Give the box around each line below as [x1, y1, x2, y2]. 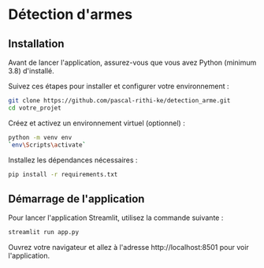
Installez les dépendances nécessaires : [8, 155, 138, 165]
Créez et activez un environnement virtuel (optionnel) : [8, 118, 185, 128]
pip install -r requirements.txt [8, 170, 118, 178]
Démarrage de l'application [8, 192, 145, 206]
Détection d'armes [8, 6, 133, 24]
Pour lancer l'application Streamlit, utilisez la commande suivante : [8, 213, 224, 222]
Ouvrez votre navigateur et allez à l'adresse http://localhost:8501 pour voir [8, 243, 250, 252]
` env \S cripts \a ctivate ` [8, 140, 87, 149]
